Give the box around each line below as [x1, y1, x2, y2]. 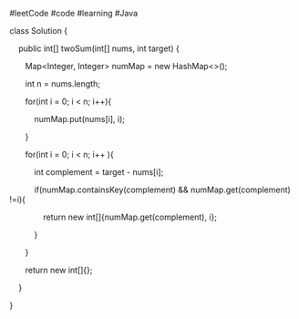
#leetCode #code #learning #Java [9, 8, 139, 18]
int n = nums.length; [25, 78, 100, 89]
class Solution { [9, 26, 68, 36]
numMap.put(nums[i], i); [34, 114, 126, 124]
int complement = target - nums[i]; [34, 167, 164, 177]
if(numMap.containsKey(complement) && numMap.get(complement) [34, 184, 292, 195]
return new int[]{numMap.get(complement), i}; [43, 211, 217, 222]
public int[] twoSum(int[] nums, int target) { [17, 43, 180, 54]
